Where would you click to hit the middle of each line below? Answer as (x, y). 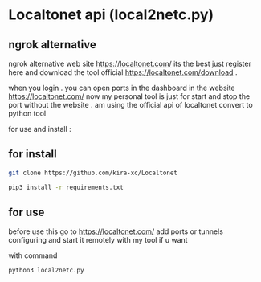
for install (33, 154)
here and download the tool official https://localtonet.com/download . (123, 72)
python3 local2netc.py (46, 271)
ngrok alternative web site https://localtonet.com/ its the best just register (130, 63)
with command (33, 255)
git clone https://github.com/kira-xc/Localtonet (93, 173)
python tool (27, 113)
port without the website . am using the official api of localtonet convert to (130, 105)
